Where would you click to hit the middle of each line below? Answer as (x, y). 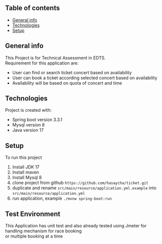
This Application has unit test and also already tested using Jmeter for (76, 226)
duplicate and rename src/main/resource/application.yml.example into (84, 188)
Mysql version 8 (28, 125)
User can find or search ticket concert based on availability (72, 72)
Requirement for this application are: (42, 63)
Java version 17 (28, 130)
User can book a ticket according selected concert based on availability (85, 78)
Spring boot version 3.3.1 (37, 120)
